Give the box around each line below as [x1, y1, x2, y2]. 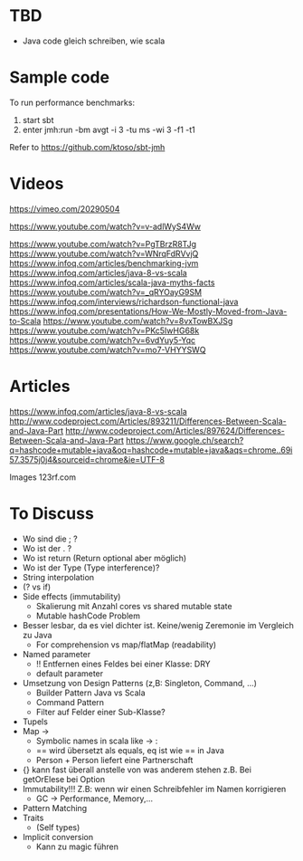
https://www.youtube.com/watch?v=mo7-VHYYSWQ [9, 344, 206, 355]
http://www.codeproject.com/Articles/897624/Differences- [65, 425, 285, 435]
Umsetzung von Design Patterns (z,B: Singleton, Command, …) [22, 677, 258, 688]
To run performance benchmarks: [9, 97, 136, 108]
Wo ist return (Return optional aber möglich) [22, 552, 187, 563]
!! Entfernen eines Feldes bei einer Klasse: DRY [35, 658, 211, 669]
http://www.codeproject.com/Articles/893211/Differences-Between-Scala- [9, 416, 287, 426]
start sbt [22, 114, 54, 125]
